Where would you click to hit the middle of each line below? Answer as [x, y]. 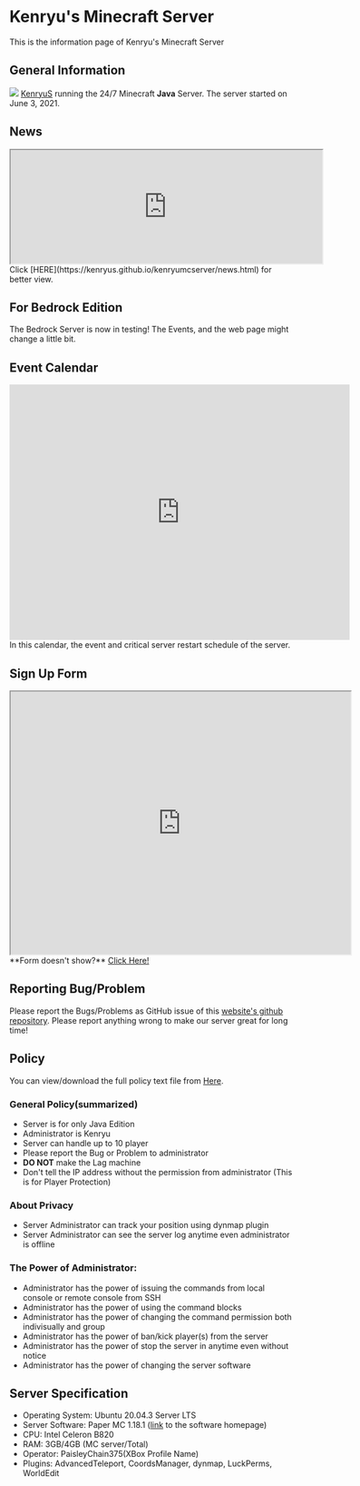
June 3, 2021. [35, 103]
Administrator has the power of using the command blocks [132, 1307]
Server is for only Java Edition [78, 1124]
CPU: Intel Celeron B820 [68, 1435]
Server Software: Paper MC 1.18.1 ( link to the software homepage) [145, 1425]
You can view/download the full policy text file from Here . [117, 1080]
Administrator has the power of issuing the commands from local [144, 1288]
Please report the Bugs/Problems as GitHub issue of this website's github [146, 1011]
